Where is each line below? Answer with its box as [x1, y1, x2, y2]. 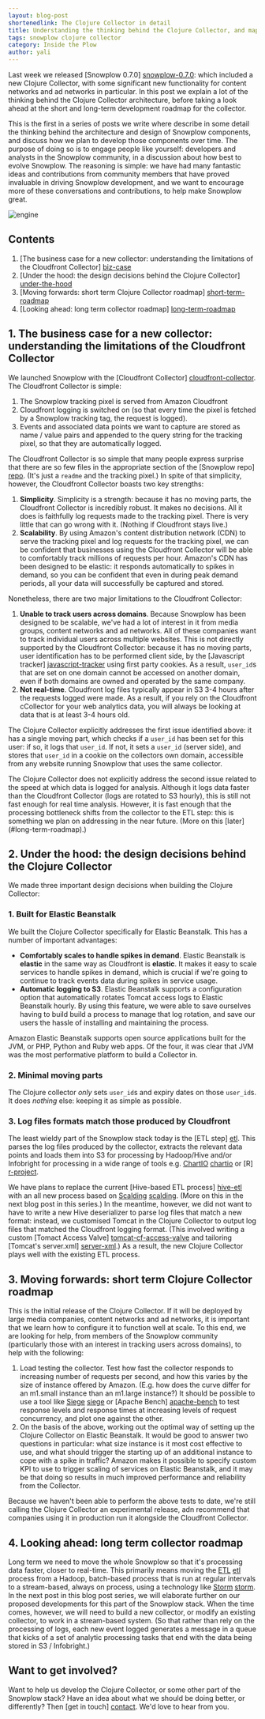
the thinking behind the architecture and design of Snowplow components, [8, 127, 251, 137]
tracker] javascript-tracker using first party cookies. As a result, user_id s [19, 659, 257, 669]
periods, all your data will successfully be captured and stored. [19, 578, 225, 587]
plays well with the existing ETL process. [8, 1250, 140, 1260]
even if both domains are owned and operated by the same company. [19, 676, 246, 686]
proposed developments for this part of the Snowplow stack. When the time [8, 1599, 255, 1608]
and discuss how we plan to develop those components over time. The [8, 136, 238, 145]
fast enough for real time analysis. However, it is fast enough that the [8, 799, 232, 809]
